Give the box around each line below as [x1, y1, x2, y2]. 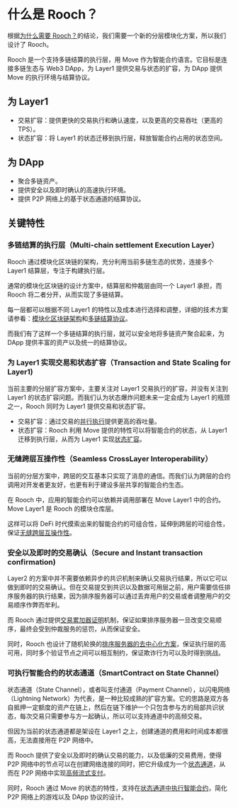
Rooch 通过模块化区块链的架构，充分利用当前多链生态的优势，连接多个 [7, 258, 214, 266]
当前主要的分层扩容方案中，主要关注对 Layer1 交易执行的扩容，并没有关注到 [7, 384, 229, 392]
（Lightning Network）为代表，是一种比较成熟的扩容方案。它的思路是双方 [7, 694, 223, 703]
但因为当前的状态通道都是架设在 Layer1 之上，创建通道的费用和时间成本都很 [7, 727, 229, 736]
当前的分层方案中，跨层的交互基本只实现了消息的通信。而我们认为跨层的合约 [7, 471, 231, 480]
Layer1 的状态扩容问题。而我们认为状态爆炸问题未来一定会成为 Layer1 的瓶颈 [7, 393, 230, 402]
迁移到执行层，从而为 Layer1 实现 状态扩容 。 [17, 434, 146, 443]
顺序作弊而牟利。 [13, 601, 64, 609]
